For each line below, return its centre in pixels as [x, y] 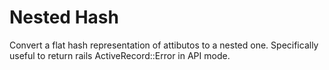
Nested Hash [64, 17]
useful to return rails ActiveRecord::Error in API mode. [120, 55]
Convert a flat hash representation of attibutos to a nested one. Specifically [164, 45]
